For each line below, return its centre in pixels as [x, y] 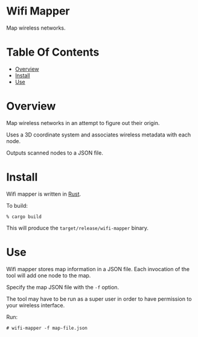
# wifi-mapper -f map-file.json [47, 328]
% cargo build [24, 217]
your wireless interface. [36, 305]
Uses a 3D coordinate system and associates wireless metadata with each [99, 135]
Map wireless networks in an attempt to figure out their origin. [83, 123]
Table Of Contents [53, 52]
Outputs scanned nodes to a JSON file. [55, 153]
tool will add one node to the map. [49, 275]
